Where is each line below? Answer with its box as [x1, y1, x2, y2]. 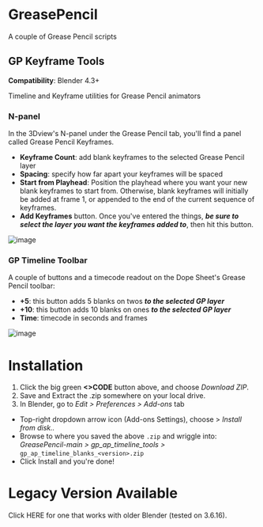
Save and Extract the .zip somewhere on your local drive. [19, 391, 206, 400]
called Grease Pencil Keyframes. [8, 137, 115, 147]
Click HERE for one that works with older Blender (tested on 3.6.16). [8, 510, 227, 520]
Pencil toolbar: [8, 281, 55, 290]
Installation [8, 356, 84, 374]
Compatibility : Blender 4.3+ [8, 75, 100, 85]
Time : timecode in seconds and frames [19, 313, 148, 323]
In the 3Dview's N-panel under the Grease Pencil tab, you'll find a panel [8, 129, 242, 138]
